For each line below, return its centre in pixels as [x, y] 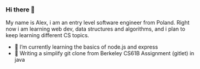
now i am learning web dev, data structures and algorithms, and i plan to [95, 29]
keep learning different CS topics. [47, 35]
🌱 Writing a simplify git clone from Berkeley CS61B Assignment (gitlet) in [104, 53]
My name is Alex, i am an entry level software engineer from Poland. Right [98, 23]
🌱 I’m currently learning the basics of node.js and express [86, 47]
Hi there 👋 [21, 10]
